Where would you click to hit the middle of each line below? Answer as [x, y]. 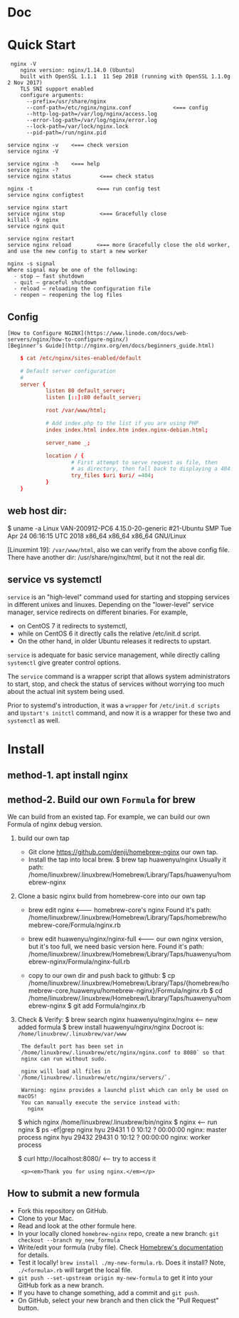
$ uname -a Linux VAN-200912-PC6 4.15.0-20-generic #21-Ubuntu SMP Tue [119, 528]
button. [28, 1308]
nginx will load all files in [66, 1071]
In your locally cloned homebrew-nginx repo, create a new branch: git [118, 1233]
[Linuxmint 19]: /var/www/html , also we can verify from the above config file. [118, 549]
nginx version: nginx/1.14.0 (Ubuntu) [78, 71]
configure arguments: [52, 96]
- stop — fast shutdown [49, 276]
